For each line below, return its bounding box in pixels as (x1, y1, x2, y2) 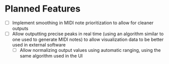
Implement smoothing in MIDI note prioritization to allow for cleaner (12, 20, 154, 26)
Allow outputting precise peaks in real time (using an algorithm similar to (12, 31, 164, 37)
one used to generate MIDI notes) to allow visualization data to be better (12, 36, 164, 43)
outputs (12, 26, 29, 31)
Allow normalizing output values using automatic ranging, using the (19, 47, 161, 53)
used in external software (12, 42, 66, 48)
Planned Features (5, 3, 81, 15)
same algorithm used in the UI (19, 53, 83, 59)
